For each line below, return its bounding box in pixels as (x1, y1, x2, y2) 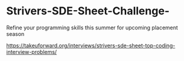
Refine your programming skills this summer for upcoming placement (6, 24, 178, 31)
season (6, 30, 25, 37)
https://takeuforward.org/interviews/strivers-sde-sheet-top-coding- (6, 42, 176, 49)
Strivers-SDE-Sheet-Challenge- (6, 4, 170, 18)
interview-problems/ (6, 48, 57, 55)
